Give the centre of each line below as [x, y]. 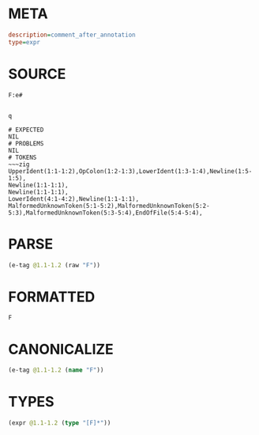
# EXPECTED [26, 130]
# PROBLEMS [26, 143]
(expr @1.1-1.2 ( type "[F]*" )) [60, 423]
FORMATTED [52, 297]
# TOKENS [23, 157]
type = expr [24, 42]
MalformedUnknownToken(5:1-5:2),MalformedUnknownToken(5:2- [109, 206]
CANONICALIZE [61, 349]
